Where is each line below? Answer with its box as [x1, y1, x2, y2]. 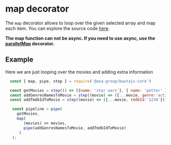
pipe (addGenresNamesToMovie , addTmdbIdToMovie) [23, 125, 126, 130]
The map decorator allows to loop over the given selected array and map [5, 20, 156, 26]
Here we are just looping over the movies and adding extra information [5, 69, 154, 75]
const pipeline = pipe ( [12, 106, 63, 112]
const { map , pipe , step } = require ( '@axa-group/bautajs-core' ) [10, 78, 152, 84]
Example [5, 55, 34, 64]
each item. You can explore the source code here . [5, 25, 110, 31]
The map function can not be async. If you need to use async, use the [5, 35, 155, 41]
